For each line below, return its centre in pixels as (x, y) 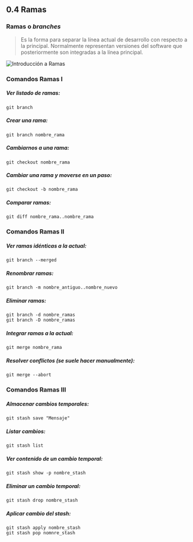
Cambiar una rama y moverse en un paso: (59, 175)
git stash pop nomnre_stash (41, 533)
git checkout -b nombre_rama (42, 190)
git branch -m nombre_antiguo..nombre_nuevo (62, 288)
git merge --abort (29, 375)
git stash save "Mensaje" (38, 418)
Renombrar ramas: (30, 273)
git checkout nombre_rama (38, 162)
